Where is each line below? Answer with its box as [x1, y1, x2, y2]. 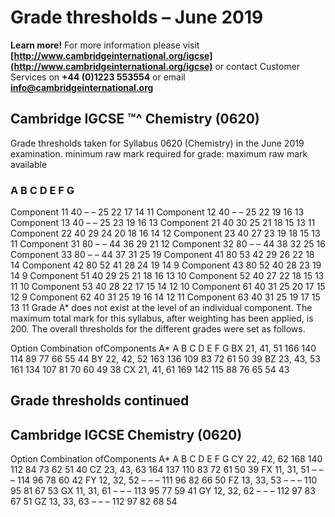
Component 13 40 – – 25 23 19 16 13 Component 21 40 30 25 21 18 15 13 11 [10, 217, 316, 229]
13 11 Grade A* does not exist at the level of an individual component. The [10, 302, 313, 314]
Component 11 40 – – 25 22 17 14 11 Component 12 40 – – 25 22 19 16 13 [10, 206, 305, 218]
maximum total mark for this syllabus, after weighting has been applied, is [10, 312, 314, 325]
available [10, 158, 48, 170]
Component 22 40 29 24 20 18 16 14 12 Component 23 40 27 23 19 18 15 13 [10, 227, 321, 240]
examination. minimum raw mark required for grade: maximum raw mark [10, 147, 308, 160]
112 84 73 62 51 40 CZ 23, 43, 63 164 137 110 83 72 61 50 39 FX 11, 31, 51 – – [10, 464, 324, 476]
